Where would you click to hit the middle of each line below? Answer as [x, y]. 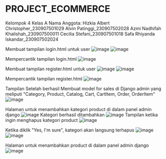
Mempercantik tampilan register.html [44, 78]
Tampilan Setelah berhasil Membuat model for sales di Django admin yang [84, 88]
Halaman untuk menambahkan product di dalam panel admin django [77, 145]
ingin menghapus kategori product [42, 120]
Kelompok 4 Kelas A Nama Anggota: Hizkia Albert [57, 23]
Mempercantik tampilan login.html [41, 59]
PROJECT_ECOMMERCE [58, 9]
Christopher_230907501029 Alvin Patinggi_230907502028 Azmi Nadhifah [84, 28]
